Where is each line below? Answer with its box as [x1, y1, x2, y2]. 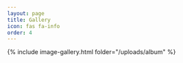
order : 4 [7, 29, 32, 36]
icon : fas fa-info [7, 23, 60, 29]
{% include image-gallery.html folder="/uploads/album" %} [7, 48, 176, 56]
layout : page [7, 10, 45, 17]
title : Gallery [7, 16, 51, 23]
